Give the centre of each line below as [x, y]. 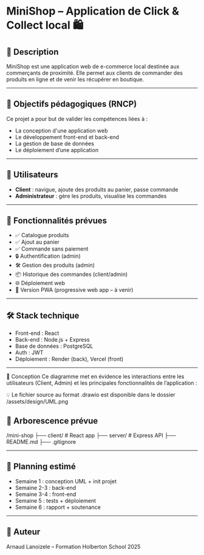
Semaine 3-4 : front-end [46, 494]
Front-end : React [37, 333]
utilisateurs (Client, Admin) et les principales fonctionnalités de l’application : [102, 383]
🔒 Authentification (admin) [48, 256]
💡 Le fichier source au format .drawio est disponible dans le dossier [91, 395]
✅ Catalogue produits [42, 235]
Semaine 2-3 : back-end [46, 488]
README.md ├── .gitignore [41, 442]
